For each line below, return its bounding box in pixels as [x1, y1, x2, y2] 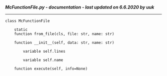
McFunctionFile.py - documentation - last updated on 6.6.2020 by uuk [5, 4, 155, 10]
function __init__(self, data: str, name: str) [14, 40, 114, 45]
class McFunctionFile [5, 18, 50, 23]
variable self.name [23, 58, 64, 63]
